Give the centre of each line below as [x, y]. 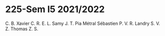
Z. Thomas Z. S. [22, 28]
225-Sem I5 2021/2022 [55, 9]
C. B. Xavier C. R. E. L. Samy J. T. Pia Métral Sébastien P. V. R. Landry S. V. [83, 23]
